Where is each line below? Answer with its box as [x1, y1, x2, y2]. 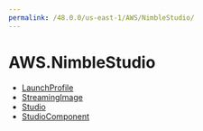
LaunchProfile [21, 82, 74, 93]
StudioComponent [21, 110, 90, 122]
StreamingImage [21, 91, 83, 102]
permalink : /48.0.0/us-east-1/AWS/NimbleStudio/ [8, 13, 195, 23]
